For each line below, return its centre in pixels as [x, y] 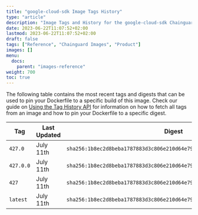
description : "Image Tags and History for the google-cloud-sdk [87, 22]
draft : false [22, 39]
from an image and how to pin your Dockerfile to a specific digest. [86, 113]
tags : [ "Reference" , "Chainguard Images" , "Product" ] [74, 45]
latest [18, 200]
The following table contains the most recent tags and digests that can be [95, 95]
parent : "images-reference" [51, 66]
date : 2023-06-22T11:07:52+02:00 [47, 28]
